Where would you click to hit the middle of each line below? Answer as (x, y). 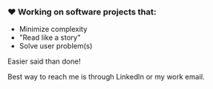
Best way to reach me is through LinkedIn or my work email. (106, 77)
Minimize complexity (53, 29)
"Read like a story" (50, 37)
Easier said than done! (44, 61)
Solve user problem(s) (56, 46)
